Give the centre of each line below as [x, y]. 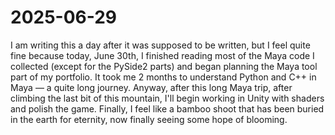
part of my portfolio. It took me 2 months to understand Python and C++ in [163, 77]
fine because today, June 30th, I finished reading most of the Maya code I [162, 55]
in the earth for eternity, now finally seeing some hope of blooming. [149, 119]
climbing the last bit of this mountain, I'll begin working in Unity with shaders [167, 98]
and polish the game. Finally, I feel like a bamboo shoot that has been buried [167, 108]
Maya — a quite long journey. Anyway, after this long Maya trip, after [151, 87]
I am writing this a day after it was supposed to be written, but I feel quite [160, 45]
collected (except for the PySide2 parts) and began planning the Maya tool [164, 66]
